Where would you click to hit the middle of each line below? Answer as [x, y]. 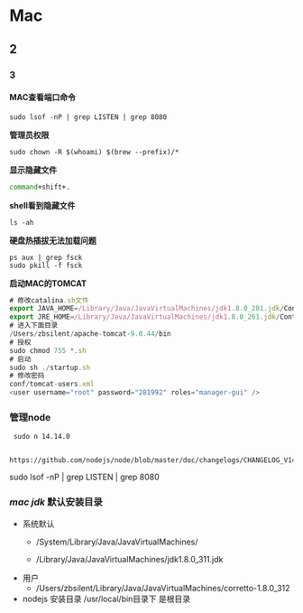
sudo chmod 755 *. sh [48, 350]
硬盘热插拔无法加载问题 [53, 240]
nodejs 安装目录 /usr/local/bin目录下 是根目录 [106, 599]
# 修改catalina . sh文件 [49, 300]
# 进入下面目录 [34, 326]
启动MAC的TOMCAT [48, 283]
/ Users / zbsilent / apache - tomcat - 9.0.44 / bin [90, 334]
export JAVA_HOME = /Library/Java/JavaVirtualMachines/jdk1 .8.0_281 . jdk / [147, 309]
